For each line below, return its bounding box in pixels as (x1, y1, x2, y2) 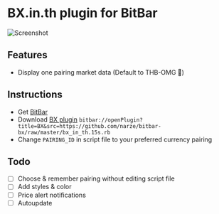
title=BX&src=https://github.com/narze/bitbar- (17, 122, 161, 129)
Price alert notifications (17, 191, 87, 199)
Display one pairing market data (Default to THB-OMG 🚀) (17, 68, 185, 76)
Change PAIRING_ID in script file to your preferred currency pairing (17, 135, 213, 144)
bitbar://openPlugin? (79, 116, 144, 124)
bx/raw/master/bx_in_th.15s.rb (17, 129, 111, 136)
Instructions (7, 89, 63, 101)
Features (7, 49, 48, 61)
